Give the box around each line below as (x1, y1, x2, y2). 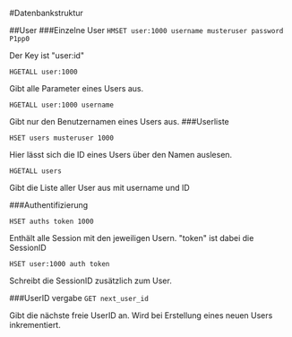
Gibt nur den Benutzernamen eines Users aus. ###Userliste (9, 117, 230, 126)
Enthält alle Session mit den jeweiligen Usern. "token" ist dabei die (9, 233, 254, 243)
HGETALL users (9, 167, 63, 176)
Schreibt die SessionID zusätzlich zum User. (9, 275, 172, 286)
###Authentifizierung (9, 200, 89, 210)
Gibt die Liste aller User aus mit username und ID (9, 183, 190, 193)
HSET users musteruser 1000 (9, 134, 115, 143)
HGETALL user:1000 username (9, 100, 115, 109)
